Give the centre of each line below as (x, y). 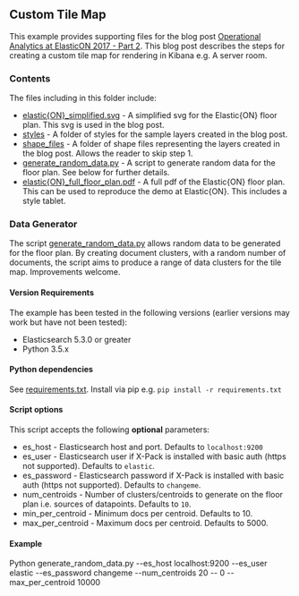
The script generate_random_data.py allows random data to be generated (145, 243)
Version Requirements (51, 293)
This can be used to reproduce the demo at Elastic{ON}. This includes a (155, 192)
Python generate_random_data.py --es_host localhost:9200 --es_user (138, 564)
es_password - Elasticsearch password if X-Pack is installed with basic (153, 476)
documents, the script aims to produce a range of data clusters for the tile (145, 262)
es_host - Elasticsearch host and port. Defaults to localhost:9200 (142, 447)
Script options (36, 410)
